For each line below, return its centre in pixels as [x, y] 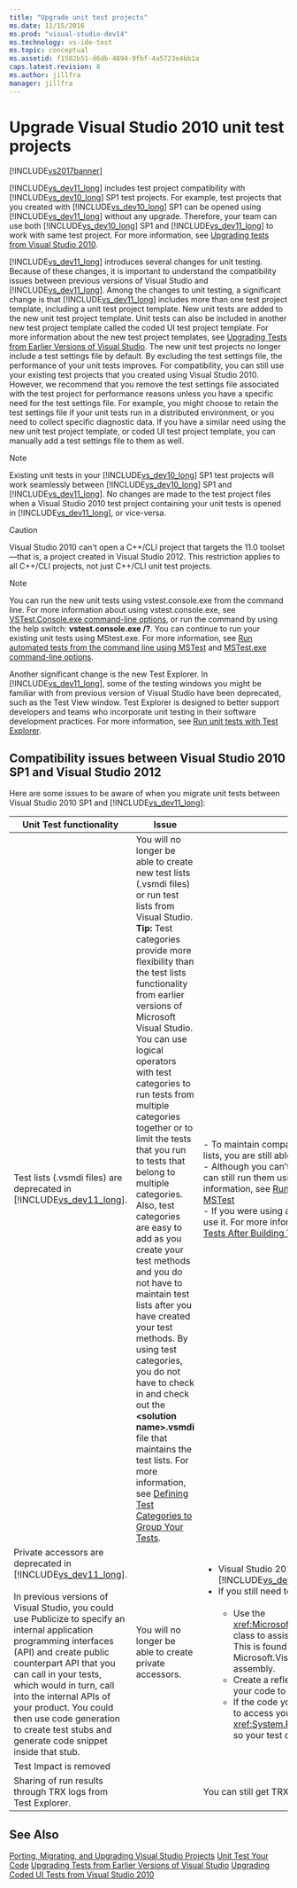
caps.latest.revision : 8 [55, 67]
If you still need [250, 1591]
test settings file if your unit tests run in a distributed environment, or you [142, 412]
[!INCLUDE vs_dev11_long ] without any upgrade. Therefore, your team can [143, 216]
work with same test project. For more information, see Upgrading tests [139, 235]
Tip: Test [154, 928]
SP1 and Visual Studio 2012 [85, 772]
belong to [156, 1172]
